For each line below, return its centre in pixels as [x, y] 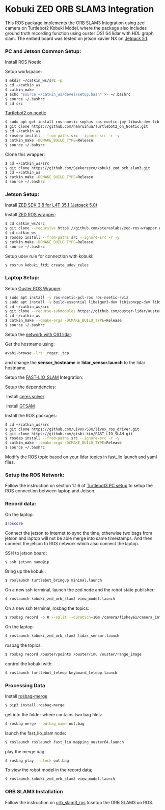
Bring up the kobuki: [26, 571]
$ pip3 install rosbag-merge [35, 705]
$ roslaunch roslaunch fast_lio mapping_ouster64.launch [65, 742]
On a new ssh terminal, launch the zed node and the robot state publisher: [80, 590]
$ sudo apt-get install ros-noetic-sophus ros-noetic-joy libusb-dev [78, 122]
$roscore [14, 523]
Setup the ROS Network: [35, 475]
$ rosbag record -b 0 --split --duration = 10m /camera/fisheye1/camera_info [84, 618]
